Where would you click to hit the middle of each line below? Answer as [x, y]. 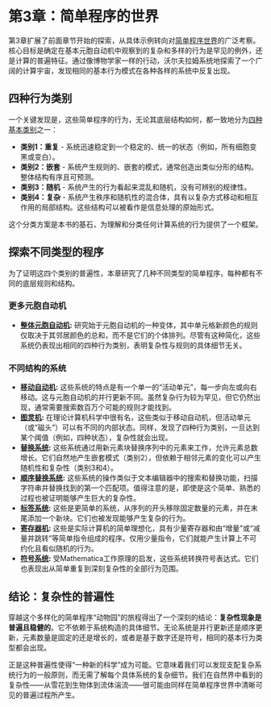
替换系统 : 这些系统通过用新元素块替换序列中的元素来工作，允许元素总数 [139, 447]
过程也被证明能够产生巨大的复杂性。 [80, 498]
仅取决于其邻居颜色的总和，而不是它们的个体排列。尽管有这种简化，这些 [140, 335]
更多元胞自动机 [38, 306]
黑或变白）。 [40, 156]
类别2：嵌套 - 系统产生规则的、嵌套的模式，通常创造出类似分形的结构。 [139, 167]
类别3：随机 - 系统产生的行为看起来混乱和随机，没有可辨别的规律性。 [135, 187]
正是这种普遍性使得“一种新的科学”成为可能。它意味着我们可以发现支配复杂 [132, 664]
